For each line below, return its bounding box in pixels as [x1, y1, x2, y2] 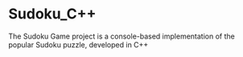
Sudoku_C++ [8, 5, 97, 23]
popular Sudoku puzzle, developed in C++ [8, 39, 149, 49]
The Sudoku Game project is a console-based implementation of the [8, 31, 235, 41]
